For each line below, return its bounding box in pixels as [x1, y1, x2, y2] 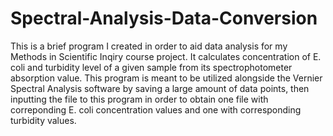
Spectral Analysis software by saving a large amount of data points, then [10, 82, 310, 94]
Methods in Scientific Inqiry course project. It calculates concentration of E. [10, 50, 322, 62]
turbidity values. [10, 114, 77, 126]
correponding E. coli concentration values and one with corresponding [10, 103, 302, 116]
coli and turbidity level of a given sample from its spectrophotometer [10, 61, 293, 73]
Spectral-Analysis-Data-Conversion [10, 7, 318, 30]
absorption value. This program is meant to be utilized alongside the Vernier [10, 72, 323, 84]
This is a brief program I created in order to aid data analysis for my [10, 40, 288, 52]
